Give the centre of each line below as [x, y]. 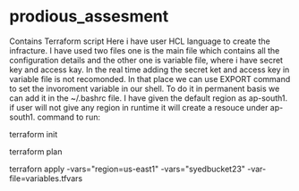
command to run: [69, 117]
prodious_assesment [89, 17]
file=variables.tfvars [46, 178]
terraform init [34, 134]
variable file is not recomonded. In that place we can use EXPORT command [150, 79]
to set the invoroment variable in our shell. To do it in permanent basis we [145, 88]
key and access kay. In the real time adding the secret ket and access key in [149, 70]
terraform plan [36, 151]
